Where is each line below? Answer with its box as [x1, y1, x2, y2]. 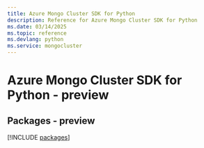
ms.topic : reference [7, 29, 68, 37]
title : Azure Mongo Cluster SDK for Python [7, 10, 136, 17]
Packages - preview [7, 115, 95, 126]
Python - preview [7, 88, 109, 103]
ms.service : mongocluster [7, 42, 82, 49]
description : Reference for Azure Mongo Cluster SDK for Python [7, 17, 198, 24]
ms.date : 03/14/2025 [7, 23, 68, 30]
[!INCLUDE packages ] [7, 133, 70, 141]
